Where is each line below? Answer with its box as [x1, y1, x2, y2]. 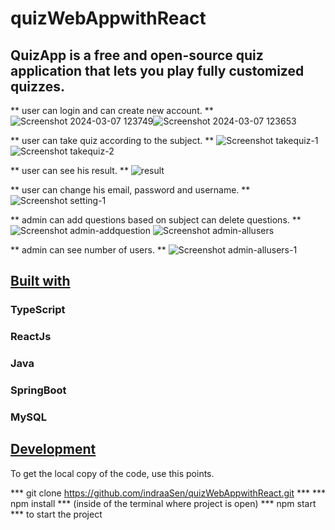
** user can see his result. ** [10, 165, 129, 176]
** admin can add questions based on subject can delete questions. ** [10, 214, 302, 226]
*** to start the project [10, 508, 103, 520]
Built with [10, 273, 71, 290]
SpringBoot [10, 383, 67, 397]
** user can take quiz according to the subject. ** [10, 135, 215, 146]
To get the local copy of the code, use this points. [10, 467, 215, 479]
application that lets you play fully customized [10, 62, 305, 79]
